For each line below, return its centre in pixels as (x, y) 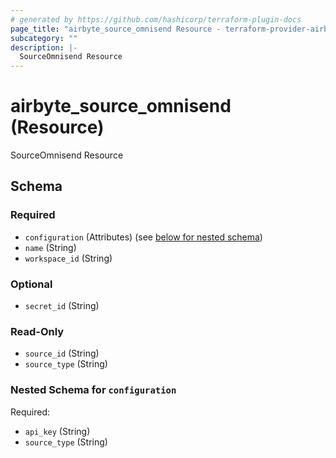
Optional (31, 284)
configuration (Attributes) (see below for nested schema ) (143, 237)
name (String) (50, 247)
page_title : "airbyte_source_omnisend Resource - (116, 29)
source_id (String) (62, 353)
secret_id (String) (62, 306)
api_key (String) (57, 431)
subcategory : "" (44, 38)
